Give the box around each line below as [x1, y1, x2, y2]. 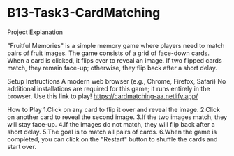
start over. [7, 142, 37, 150]
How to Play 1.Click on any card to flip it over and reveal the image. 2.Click [7, 105, 220, 114]
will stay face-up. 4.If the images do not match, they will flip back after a [7, 120, 215, 128]
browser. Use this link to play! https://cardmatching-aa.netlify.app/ [7, 92, 198, 100]
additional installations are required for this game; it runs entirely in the [7, 84, 211, 93]
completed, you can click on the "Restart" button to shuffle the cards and [7, 134, 218, 143]
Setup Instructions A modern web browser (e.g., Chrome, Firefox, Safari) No [7, 77, 226, 85]
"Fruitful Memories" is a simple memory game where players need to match [7, 41, 225, 49]
